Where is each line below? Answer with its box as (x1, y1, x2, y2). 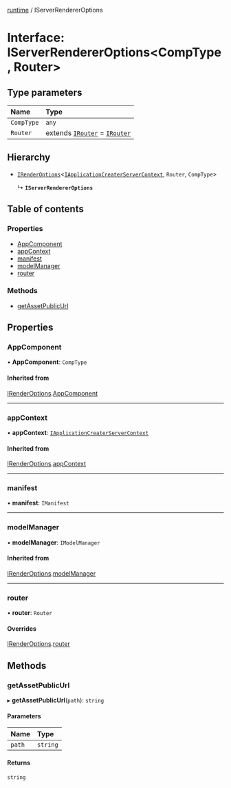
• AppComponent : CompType (7, 358, 87, 366)
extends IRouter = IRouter (45, 128, 131, 137)
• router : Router (7, 609, 53, 617)
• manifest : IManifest (7, 499, 70, 507)
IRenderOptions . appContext (7, 460, 87, 468)
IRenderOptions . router (7, 640, 70, 648)
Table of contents (7, 203, 84, 215)
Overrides (7, 624, 36, 633)
